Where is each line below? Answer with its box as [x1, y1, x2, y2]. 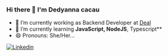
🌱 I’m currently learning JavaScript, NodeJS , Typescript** [15, 25, 163, 33]
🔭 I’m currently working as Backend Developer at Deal [15, 19, 152, 26]
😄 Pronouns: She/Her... [15, 32, 75, 39]
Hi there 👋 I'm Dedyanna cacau [6, 5, 100, 14]
